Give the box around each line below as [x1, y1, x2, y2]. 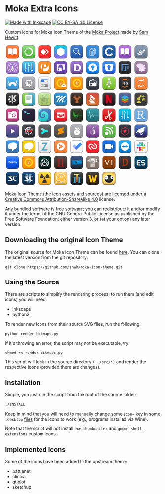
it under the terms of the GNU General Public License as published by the [5, 211, 155, 216]
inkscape [12, 306, 31, 312]
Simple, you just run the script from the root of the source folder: [5, 392, 137, 398]
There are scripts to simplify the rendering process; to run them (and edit [5, 291, 154, 297]
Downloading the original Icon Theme [5, 236, 123, 244]
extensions [5, 432, 28, 437]
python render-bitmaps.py [5, 331, 58, 336]
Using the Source [5, 278, 60, 286]
